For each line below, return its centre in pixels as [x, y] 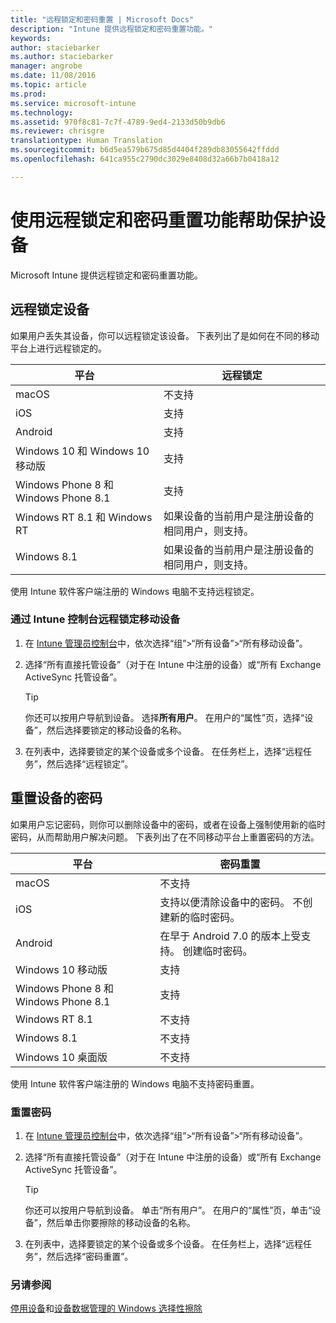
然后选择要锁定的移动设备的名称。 [116, 730]
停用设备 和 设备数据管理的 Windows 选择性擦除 [106, 1308]
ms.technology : [42, 112]
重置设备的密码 [56, 798]
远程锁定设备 [50, 309]
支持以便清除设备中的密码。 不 [231, 902]
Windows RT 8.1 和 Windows [84, 517]
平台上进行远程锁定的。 [58, 348]
